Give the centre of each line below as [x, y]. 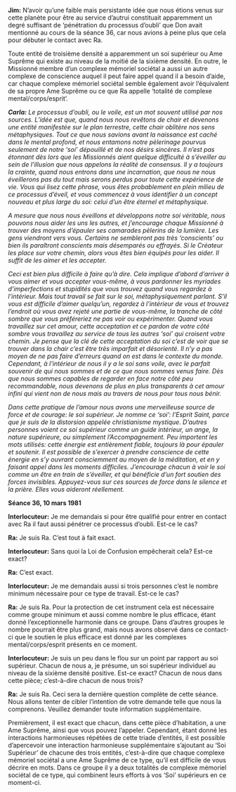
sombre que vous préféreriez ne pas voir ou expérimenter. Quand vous [111, 319]
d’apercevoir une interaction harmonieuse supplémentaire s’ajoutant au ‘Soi [117, 745]
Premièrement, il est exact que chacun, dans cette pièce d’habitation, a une [117, 723]
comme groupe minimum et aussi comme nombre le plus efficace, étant [112, 614]
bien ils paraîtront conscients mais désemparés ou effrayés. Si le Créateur [116, 245]
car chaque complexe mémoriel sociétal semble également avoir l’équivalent [118, 83]
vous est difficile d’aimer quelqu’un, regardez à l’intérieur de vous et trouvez [119, 304]
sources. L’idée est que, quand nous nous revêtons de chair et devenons [113, 120]
